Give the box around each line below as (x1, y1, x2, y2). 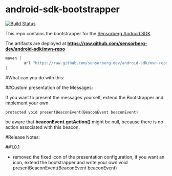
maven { (5, 55, 22, 61)
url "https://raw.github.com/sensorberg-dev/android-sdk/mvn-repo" (24, 60, 170, 65)
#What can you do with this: (5, 74, 64, 80)
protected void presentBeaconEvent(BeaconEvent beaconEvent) (5, 109, 139, 115)
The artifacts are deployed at (5, 40, 67, 47)
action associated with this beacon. (5, 124, 80, 130)
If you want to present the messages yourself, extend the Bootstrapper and (5, 94, 164, 100)
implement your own (5, 100, 49, 106)
